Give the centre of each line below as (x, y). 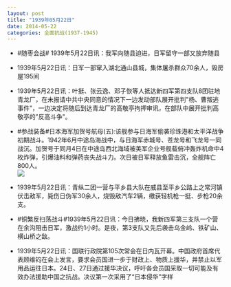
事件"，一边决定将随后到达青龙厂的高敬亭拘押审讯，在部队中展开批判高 (118, 108)
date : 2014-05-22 (32, 26)
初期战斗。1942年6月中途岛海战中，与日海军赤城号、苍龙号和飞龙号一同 (119, 140)
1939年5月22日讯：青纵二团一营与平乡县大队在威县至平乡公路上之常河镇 (120, 187)
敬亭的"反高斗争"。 (44, 117)
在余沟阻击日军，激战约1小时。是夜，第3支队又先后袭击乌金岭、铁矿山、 (120, 228)
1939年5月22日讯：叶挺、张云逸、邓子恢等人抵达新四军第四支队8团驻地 (119, 91)
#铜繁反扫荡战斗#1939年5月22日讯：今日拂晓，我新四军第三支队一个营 (118, 219)
